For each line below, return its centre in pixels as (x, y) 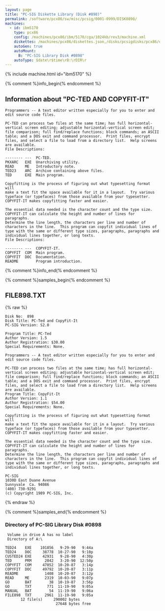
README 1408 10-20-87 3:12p (49, 574)
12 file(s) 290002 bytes (50, 600)
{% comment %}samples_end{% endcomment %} (56, 512)
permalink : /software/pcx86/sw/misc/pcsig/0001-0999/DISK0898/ (71, 19)
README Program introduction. (44, 262)
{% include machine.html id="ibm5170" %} (48, 74)
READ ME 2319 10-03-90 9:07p (49, 578)
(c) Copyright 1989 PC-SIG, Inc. (39, 493)
